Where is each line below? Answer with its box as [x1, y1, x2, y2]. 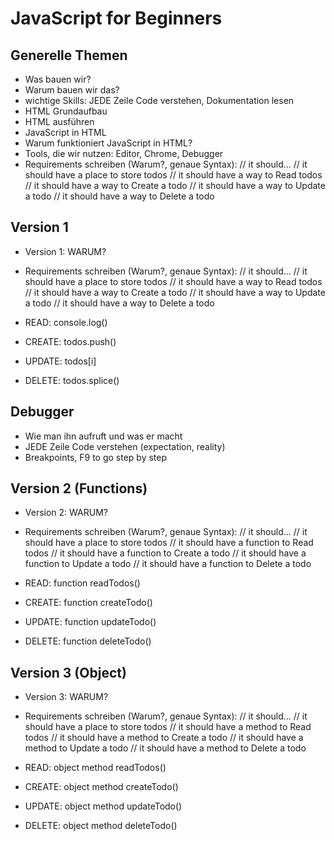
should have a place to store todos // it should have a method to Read [24, 721, 312, 733]
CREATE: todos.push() [24, 335, 117, 347]
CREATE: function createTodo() [24, 597, 153, 609]
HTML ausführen [24, 116, 95, 127]
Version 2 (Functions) [10, 480, 148, 497]
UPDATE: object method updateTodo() [24, 800, 183, 812]
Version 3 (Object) [10, 664, 127, 681]
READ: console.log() [24, 316, 108, 328]
